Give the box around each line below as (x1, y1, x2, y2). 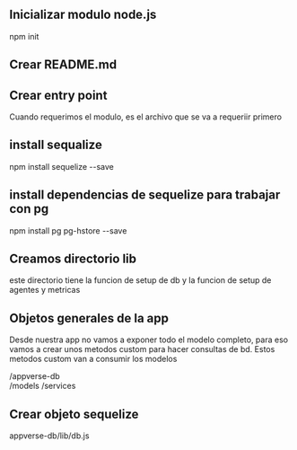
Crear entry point (9, 87, 108, 102)
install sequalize (9, 137, 103, 153)
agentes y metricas (9, 285, 81, 296)
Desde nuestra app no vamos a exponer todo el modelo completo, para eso (9, 334, 289, 345)
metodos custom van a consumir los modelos (9, 354, 178, 365)
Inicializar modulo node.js (9, 7, 157, 22)
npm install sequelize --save (9, 161, 114, 172)
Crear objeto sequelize (9, 406, 139, 421)
